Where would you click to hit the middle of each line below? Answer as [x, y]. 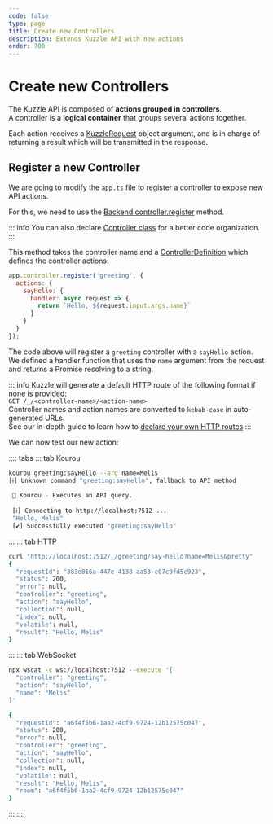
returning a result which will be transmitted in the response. [108, 142]
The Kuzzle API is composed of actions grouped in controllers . [115, 109]
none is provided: [38, 393]
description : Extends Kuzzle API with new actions [96, 39]
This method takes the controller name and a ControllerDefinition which [128, 252]
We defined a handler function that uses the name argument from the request [136, 360]
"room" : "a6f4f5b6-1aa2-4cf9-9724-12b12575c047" [100, 791]
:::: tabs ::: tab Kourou [44, 458]
